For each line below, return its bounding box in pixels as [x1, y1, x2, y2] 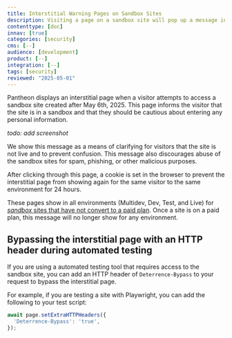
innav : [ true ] [7, 29, 48, 37]
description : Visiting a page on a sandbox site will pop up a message [7, 17, 217, 24]
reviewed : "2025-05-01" [7, 74, 76, 82]
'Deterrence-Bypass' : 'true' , [13, 318, 100, 326]
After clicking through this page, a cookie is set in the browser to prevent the [7, 170, 225, 179]
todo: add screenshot [7, 129, 68, 137]
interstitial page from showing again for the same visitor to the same [7, 178, 201, 186]
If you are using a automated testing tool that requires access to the [7, 263, 200, 271]
